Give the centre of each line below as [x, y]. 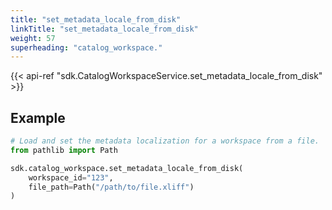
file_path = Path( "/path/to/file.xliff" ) [111, 187]
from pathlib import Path [64, 150]
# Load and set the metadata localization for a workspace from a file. [165, 141]
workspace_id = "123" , [71, 177]
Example [38, 117]
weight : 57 [33, 38]
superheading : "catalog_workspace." [86, 47]
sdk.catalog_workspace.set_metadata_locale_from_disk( [127, 168]
